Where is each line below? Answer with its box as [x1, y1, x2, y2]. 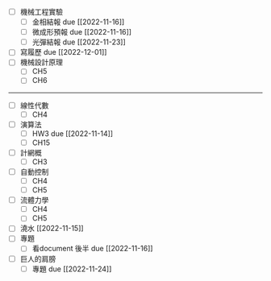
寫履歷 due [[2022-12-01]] [19, 48, 107, 57]
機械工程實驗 [19, 7, 63, 16]
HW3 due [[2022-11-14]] [31, 128, 114, 138]
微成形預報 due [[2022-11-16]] [31, 27, 131, 37]
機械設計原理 [19, 57, 63, 67]
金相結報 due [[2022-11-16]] [31, 17, 125, 27]
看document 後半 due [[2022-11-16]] [31, 244, 153, 254]
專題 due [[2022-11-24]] [31, 264, 112, 274]
